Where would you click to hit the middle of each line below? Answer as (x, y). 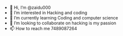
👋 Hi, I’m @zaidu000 (30, 8)
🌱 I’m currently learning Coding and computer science (64, 18)
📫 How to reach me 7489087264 (43, 28)
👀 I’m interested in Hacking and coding (48, 13)
